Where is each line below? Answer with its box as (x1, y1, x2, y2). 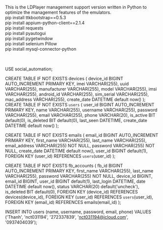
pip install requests (5, 25, 44, 31)
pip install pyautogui (5, 31, 46, 36)
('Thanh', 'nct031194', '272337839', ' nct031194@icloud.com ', (5, 214, 129, 220)
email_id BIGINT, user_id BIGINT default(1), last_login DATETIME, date (5, 178, 146, 184)
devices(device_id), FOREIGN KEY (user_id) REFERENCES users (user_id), (5, 194, 154, 200)
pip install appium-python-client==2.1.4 (5, 20, 85, 26)
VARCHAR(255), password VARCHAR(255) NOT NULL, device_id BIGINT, (5, 173, 153, 179)
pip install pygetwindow (5, 35, 53, 41)
